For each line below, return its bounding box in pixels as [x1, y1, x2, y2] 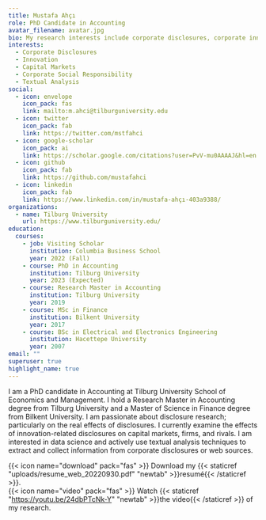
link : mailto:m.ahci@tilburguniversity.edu [22, 108, 169, 116]
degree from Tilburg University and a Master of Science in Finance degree [8, 403, 251, 412]
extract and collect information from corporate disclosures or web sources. [8, 445, 253, 455]
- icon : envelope [15, 93, 73, 101]
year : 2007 [28, 343, 66, 351]
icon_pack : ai [22, 144, 69, 152]
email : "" [8, 350, 41, 359]
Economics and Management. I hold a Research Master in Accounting [8, 395, 236, 404]
